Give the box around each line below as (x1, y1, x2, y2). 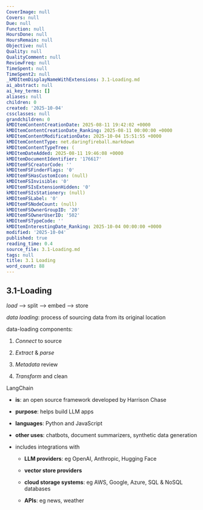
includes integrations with (15, 443, 80, 450)
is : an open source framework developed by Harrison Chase (15, 396, 167, 403)
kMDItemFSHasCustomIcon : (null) (6, 173, 88, 179)
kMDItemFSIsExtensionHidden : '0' (6, 184, 91, 190)
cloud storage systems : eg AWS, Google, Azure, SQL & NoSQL (24, 478, 184, 486)
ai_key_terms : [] (6, 88, 50, 94)
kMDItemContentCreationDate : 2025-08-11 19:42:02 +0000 (6, 122, 151, 128)
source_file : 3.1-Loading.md (6, 246, 80, 252)
